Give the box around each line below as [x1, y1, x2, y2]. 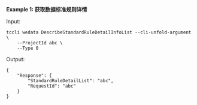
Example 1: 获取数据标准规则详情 [6, 6, 87, 13]
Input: [6, 18, 21, 25]
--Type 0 [17, 45, 39, 51]
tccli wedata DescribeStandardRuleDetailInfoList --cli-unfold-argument [6, 29, 192, 35]
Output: [6, 56, 25, 62]
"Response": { [17, 73, 52, 79]
